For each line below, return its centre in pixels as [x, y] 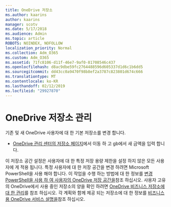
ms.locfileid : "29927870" [33, 91]
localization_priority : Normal [39, 48]
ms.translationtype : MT [31, 77]
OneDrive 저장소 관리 [49, 118]
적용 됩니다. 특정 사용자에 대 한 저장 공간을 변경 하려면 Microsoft [85, 167]
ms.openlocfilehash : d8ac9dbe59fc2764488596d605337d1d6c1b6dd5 [74, 67]
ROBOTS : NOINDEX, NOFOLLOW [34, 43]
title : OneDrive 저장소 [29, 10]
